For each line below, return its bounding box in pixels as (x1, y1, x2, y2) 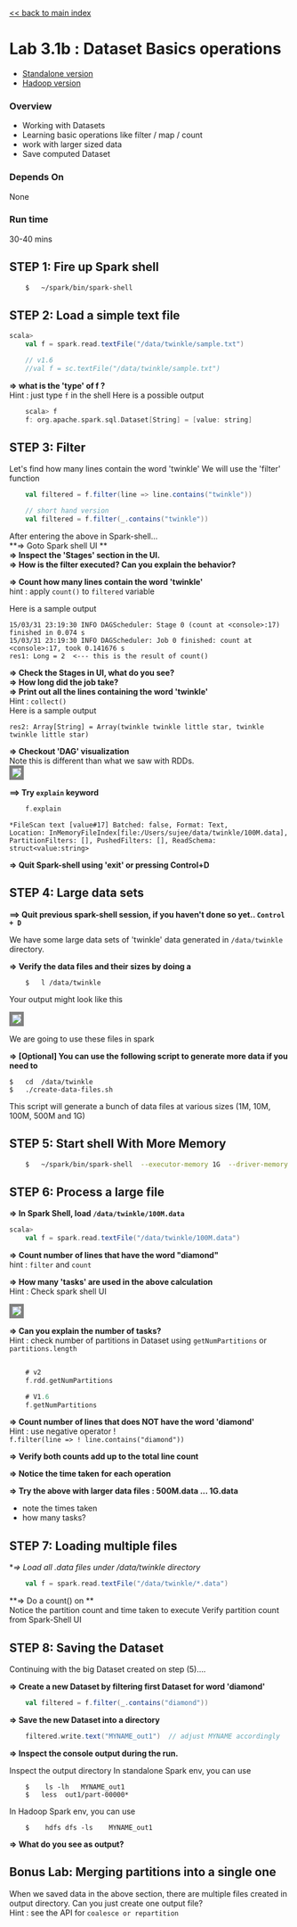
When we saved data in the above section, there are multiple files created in (9, 1888, 287, 1898)
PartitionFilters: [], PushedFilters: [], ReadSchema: (9, 836, 217, 845)
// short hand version (25, 506, 109, 515)
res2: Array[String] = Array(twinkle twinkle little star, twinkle (9, 722, 265, 732)
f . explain (25, 804, 62, 814)
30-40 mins (9, 234, 53, 244)
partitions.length (9, 1344, 77, 1354)
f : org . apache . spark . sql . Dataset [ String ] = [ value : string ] (25, 415, 253, 424)
